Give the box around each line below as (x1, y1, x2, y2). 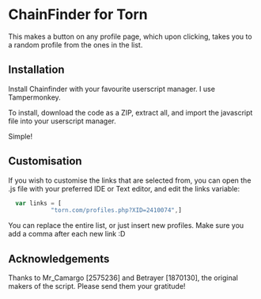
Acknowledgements (8, 252, 110, 266)
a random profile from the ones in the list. (8, 40, 143, 49)
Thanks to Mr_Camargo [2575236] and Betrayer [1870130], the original (8, 273, 239, 282)
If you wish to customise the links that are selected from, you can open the (8, 176, 252, 185)
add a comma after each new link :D (8, 229, 126, 239)
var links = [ (15, 199, 62, 207)
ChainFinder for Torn (8, 6, 148, 24)
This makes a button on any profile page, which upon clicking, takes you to (8, 32, 252, 41)
